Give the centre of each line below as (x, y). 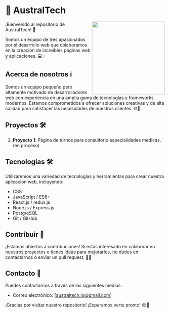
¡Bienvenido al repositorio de (35, 24)
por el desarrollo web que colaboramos (46, 44)
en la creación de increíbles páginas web (48, 50)
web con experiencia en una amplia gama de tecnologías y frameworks (79, 98)
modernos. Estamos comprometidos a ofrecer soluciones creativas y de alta (85, 103)
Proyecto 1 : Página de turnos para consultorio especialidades (77, 140)
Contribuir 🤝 (25, 234)
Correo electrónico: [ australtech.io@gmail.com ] (62, 295)
